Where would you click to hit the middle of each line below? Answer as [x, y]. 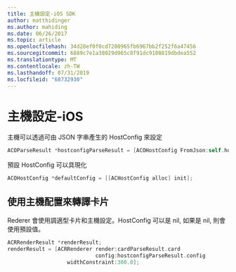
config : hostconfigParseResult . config [150, 255]
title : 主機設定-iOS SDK [41, 14]
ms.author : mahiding [38, 27]
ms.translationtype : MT [42, 60]
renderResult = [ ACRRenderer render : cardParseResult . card [94, 249]
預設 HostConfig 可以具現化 [47, 165]
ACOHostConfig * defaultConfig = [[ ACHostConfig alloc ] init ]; [100, 178]
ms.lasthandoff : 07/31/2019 [48, 73]
